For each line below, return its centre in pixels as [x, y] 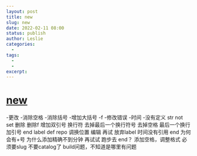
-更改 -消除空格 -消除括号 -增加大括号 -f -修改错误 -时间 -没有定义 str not [95, 117]
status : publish [26, 33]
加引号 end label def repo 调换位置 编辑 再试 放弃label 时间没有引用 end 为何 [98, 132]
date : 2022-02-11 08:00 [35, 28]
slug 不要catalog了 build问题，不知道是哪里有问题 [76, 147]
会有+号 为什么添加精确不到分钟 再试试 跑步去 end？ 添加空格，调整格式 [93, 140]
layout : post [22, 11]
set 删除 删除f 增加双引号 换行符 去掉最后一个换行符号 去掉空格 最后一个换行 [98, 125]
